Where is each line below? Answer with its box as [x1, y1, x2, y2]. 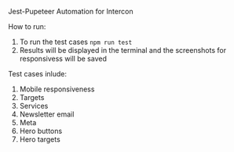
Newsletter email [19, 109, 75, 119]
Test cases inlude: [8, 69, 67, 78]
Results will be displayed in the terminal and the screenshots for [19, 46, 226, 54]
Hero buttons [19, 126, 63, 135]
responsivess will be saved [19, 54, 108, 63]
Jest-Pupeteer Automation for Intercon [8, 7, 133, 16]
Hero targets [19, 135, 60, 144]
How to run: [8, 22, 46, 31]
